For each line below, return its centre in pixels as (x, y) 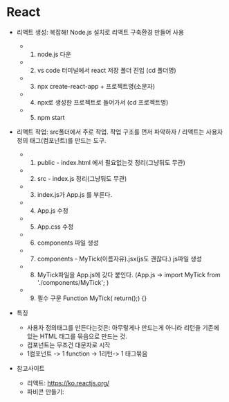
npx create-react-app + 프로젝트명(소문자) (96, 86)
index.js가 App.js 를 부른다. (74, 194)
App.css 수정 (55, 227)
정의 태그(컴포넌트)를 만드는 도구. (61, 140)
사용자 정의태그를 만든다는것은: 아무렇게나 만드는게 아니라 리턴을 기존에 (123, 327)
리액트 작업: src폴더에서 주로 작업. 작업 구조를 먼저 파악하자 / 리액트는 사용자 (119, 132)
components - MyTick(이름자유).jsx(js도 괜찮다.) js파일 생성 (119, 259)
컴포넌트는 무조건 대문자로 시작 (68, 344)
